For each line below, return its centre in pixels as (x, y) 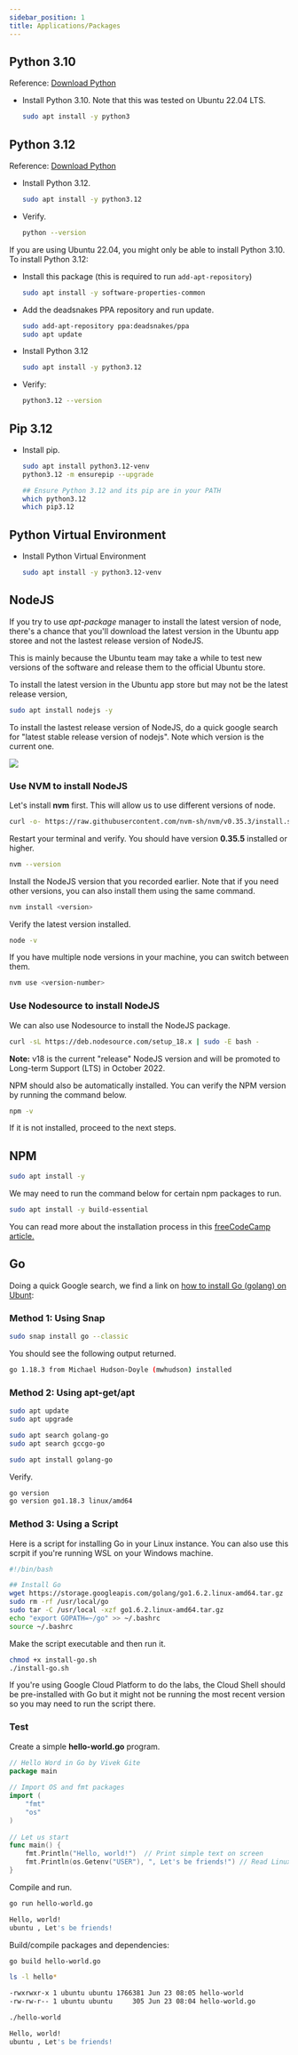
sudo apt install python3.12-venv (86, 466)
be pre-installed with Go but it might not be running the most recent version (147, 1695)
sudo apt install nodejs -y (61, 710)
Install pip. (41, 449)
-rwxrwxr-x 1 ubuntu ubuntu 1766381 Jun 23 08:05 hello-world (126, 1994)
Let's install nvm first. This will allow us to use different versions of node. (143, 805)
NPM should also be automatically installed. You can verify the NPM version (148, 1085)
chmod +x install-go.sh (53, 1660)
